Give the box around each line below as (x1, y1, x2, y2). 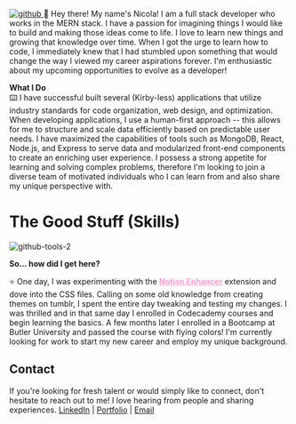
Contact (9, 362, 55, 377)
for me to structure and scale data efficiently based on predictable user (9, 124, 271, 134)
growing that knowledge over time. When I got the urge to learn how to (9, 36, 268, 47)
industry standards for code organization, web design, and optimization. (9, 105, 274, 116)
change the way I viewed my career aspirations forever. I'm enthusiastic (9, 56, 273, 66)
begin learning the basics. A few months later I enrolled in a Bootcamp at (9, 316, 276, 328)
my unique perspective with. (9, 180, 114, 191)
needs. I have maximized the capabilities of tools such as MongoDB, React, (9, 133, 284, 144)
